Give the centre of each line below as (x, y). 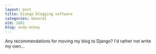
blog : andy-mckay (23, 27)
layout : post (18, 9)
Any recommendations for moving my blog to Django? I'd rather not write (78, 41)
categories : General (26, 18)
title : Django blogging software (39, 14)
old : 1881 (15, 23)
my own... (15, 46)
